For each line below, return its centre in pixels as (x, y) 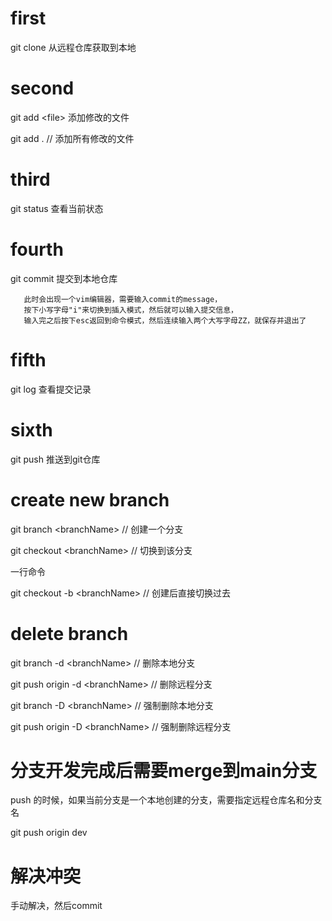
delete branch (69, 633)
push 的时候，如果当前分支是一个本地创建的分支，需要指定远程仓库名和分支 (166, 800)
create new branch (90, 499)
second (42, 88)
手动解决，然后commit (56, 906)
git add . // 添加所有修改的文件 (72, 138)
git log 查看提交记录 (51, 389)
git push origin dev (49, 833)
